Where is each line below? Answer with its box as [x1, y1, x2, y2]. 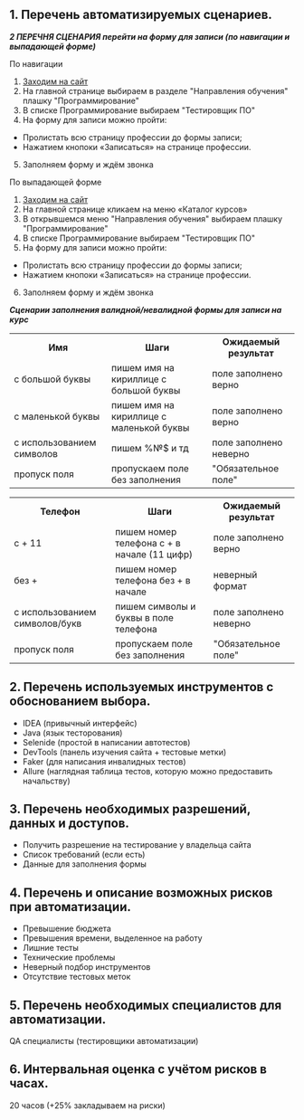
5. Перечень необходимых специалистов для [9, 997, 282, 1012]
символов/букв [14, 617, 82, 630]
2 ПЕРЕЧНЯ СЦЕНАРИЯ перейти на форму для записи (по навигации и [9, 31, 290, 42]
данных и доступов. [9, 816, 129, 831]
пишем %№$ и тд [111, 441, 189, 454]
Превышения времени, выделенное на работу [22, 933, 203, 944]
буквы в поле [115, 611, 175, 623]
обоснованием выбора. [9, 694, 151, 709]
